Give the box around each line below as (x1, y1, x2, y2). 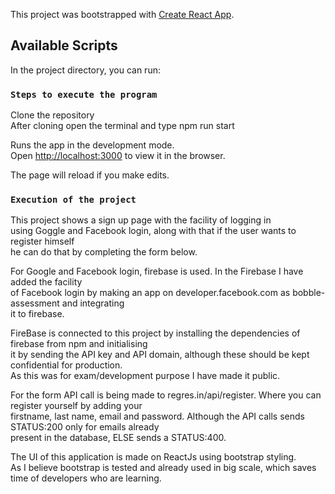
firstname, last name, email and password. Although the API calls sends (10, 410, 305, 423)
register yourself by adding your (10, 400, 143, 412)
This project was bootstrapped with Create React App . (10, 9, 235, 20)
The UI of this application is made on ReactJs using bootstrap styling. (10, 451, 297, 463)
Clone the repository (10, 109, 95, 121)
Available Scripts (10, 37, 118, 54)
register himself (10, 235, 75, 248)
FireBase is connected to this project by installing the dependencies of (10, 327, 301, 339)
